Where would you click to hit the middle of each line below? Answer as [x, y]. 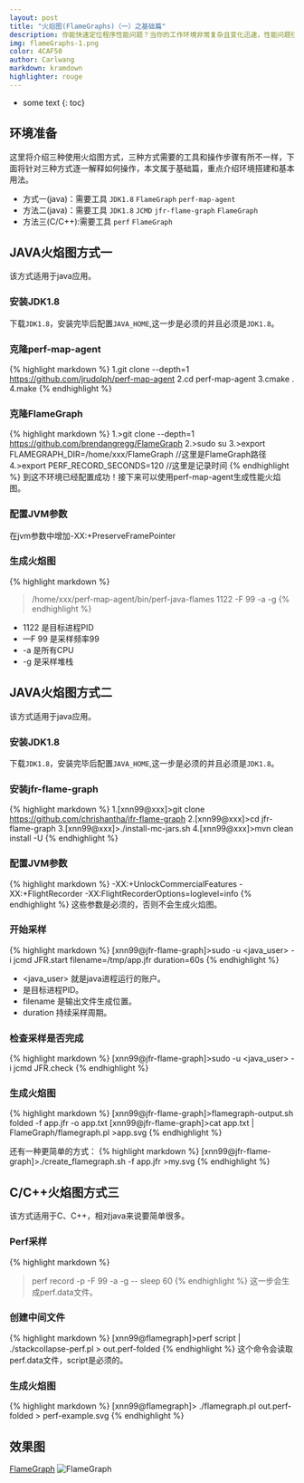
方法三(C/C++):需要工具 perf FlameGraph [98, 221]
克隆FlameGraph [46, 413]
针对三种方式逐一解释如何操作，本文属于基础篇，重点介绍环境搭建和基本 [160, 168]
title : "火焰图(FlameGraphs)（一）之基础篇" [88, 26]
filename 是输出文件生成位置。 [80, 1001]
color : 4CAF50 [36, 52]
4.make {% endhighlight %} [61, 388]
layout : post [34, 18]
